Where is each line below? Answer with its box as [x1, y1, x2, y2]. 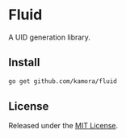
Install [8, 56, 40, 69]
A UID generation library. [8, 32, 90, 42]
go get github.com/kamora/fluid [8, 77, 117, 86]
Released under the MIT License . [8, 121, 119, 131]
